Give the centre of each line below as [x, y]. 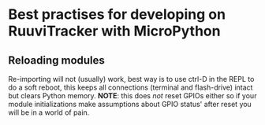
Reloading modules [56, 60]
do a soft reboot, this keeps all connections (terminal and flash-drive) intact [131, 87]
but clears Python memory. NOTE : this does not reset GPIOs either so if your [132, 96]
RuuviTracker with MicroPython [114, 31]
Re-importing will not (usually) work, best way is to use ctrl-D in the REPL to [131, 79]
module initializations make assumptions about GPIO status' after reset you [130, 104]
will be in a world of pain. [49, 112]
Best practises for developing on [117, 15]
